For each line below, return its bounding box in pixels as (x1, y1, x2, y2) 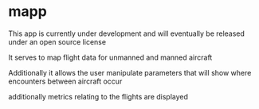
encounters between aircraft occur (8, 76, 123, 86)
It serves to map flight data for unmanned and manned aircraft (8, 53, 213, 62)
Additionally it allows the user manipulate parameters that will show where (8, 68, 252, 77)
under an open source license (8, 37, 106, 46)
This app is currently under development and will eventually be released (8, 29, 245, 38)
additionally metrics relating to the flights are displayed (8, 91, 189, 101)
